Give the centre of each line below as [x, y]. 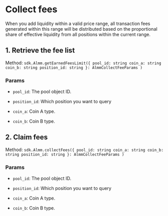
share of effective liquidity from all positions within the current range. [78, 34]
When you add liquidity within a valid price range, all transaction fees [78, 23]
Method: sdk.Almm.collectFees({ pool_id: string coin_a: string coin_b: [85, 150]
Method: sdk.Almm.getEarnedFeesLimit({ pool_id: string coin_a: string [83, 63]
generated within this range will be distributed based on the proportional [81, 29]
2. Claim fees [27, 137]
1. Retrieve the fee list [40, 50]
